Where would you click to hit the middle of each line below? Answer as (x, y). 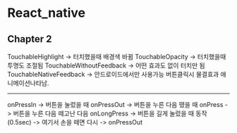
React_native (47, 13)
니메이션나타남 (28, 83)
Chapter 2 (30, 39)
